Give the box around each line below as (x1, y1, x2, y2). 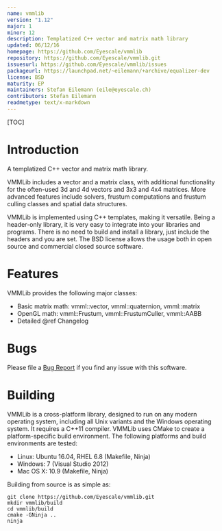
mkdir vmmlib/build (7, 499, 63, 506)
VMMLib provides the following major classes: (7, 288, 138, 297)
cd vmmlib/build (7, 505, 53, 513)
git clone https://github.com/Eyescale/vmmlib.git (7, 493, 155, 500)
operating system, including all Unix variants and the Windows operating (7, 417, 212, 425)
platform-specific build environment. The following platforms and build (7, 432, 207, 440)
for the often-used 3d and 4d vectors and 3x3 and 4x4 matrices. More (7, 185, 206, 193)
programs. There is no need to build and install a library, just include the (7, 227, 210, 236)
